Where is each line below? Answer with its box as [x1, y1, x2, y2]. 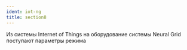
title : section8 [6, 14, 47, 20]
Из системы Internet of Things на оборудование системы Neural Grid [6, 30, 181, 37]
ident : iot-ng [6, 8, 42, 15]
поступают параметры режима [6, 37, 87, 44]
